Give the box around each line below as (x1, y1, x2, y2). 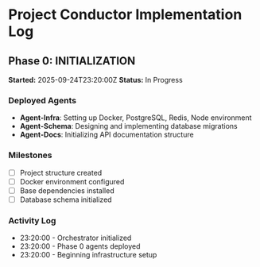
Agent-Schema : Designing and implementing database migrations (19, 122, 238, 131)
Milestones (8, 149, 52, 161)
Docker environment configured (19, 176, 125, 186)
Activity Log (8, 215, 56, 226)
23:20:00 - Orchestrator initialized (19, 233, 132, 243)
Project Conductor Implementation (8, 6, 243, 24)
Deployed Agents (8, 95, 77, 106)
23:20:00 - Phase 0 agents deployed (19, 242, 141, 251)
